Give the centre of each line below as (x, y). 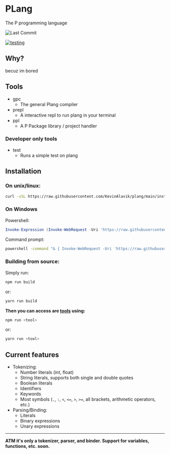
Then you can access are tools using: (45, 310)
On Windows (22, 209)
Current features (32, 355)
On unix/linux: (23, 186)
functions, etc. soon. (28, 446)
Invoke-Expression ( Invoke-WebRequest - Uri (52, 230)
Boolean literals (36, 383)
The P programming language (36, 23)
